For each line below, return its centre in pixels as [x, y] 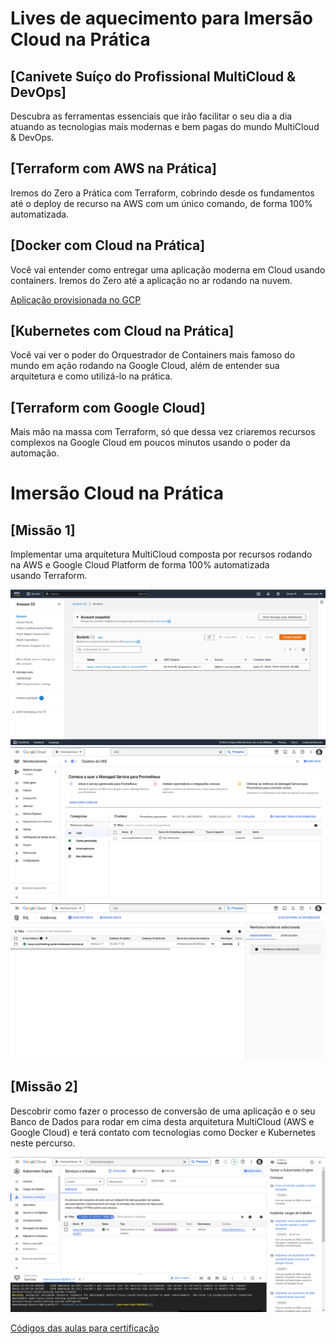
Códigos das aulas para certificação [85, 1328]
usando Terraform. [49, 576]
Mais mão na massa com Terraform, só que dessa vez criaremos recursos [163, 432]
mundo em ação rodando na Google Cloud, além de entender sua [145, 366]
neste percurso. [43, 1143]
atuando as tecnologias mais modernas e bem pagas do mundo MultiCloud [165, 126]
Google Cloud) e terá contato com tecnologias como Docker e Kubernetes [163, 1132]
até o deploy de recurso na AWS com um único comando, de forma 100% [161, 203]
